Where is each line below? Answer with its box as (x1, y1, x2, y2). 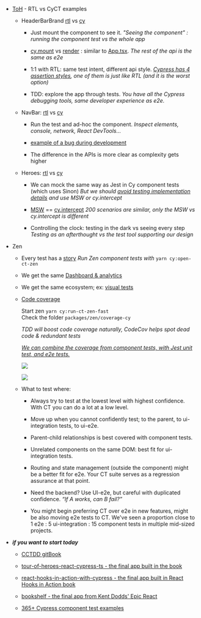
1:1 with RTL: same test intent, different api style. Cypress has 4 (30, 65, 191, 73)
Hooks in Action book (21, 581, 76, 588)
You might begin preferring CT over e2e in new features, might (30, 507, 188, 515)
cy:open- (169, 256, 192, 262)
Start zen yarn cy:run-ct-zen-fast (21, 307, 109, 315)
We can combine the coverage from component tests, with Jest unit (21, 344, 192, 351)
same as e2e (30, 54, 64, 61)
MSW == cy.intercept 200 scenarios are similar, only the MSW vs (30, 206, 196, 213)
